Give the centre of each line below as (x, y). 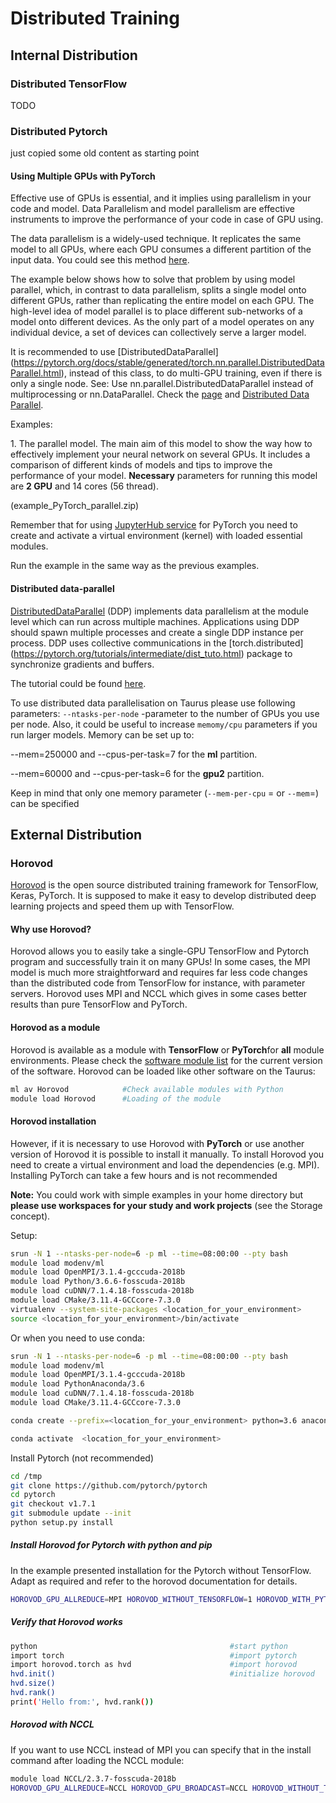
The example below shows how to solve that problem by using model (153, 279)
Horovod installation (53, 1121)
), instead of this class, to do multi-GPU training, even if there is (191, 373)
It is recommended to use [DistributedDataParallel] (114, 352)
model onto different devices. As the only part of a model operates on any (162, 322)
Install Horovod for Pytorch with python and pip (111, 1545)
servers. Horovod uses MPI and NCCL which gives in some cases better (159, 994)
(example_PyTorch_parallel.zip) (75, 506)
